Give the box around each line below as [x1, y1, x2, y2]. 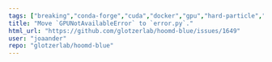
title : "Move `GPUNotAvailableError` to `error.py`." [8, 19, 194, 27]
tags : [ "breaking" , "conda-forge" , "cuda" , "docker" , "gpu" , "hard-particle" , [8, 11, 263, 20]
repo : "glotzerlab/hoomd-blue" [8, 42, 114, 50]
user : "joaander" [8, 34, 67, 43]
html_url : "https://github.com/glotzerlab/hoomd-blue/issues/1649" [8, 27, 241, 35]
